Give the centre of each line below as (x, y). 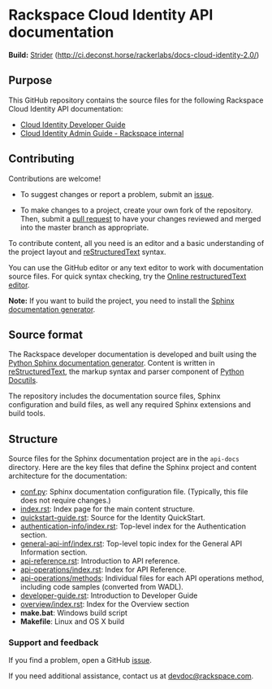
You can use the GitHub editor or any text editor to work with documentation (136, 267)
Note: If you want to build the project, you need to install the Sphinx (121, 301)
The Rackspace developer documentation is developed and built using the (133, 354)
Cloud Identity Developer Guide (73, 125)
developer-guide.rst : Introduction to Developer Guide (109, 595)
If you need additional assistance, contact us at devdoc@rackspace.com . (131, 676)
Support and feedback (54, 643)
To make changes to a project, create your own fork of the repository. (136, 210)
